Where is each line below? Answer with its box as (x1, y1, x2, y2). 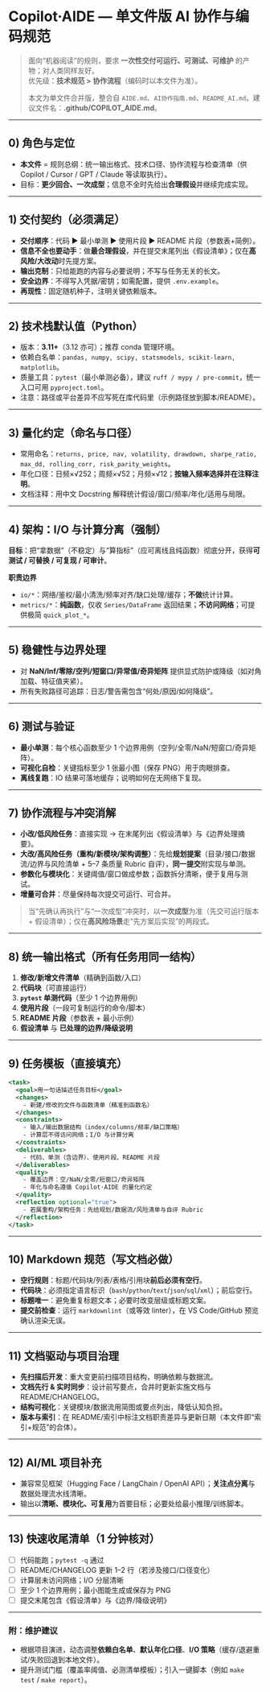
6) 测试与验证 (8, 720, 75, 734)
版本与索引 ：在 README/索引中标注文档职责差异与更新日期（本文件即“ (19, 1413, 255, 1422)
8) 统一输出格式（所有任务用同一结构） (8, 949, 202, 963)
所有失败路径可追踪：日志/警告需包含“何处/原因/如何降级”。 (19, 686, 218, 696)
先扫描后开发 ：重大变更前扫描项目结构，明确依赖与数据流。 (19, 1372, 218, 1382)
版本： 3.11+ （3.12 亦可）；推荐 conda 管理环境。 (19, 342, 179, 352)
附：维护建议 (8, 1625, 59, 1636)
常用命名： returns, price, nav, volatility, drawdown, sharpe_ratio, (19, 449, 257, 459)
